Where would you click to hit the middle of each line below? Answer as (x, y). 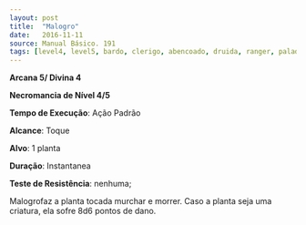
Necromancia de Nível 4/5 (60, 96)
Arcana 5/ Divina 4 (46, 77)
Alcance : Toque (40, 131)
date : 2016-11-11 (46, 35)
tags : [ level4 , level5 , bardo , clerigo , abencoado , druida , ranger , (142, 52)
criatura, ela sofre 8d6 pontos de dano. (83, 211)
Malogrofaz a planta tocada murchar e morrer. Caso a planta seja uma (141, 201)
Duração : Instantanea (50, 166)
